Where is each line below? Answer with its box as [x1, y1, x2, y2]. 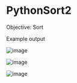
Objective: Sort [6, 23, 43, 31]
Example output [6, 35, 45, 42]
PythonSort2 [6, 4, 72, 17]
